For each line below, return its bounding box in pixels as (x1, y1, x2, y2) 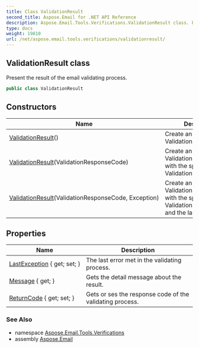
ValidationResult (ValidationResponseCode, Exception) (9, 194, 159, 202)
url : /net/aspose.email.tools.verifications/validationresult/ (6, 36, 166, 42)
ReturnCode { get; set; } (9, 294, 75, 302)
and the (165, 208, 187, 217)
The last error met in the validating (85, 256, 182, 264)
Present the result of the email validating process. (6, 74, 127, 81)
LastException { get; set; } (9, 260, 81, 268)
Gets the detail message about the (85, 273, 182, 281)
